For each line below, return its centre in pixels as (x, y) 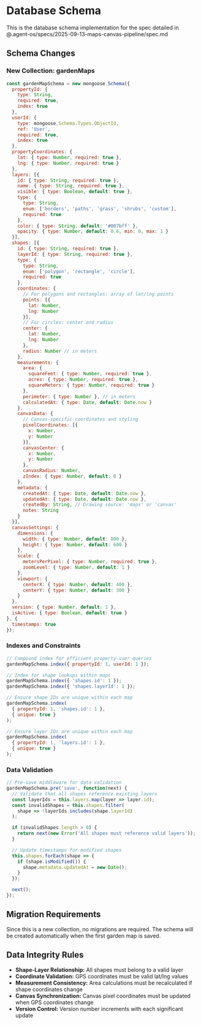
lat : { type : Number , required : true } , (70, 157)
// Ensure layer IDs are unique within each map (70, 731)
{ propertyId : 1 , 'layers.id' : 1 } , (59, 743)
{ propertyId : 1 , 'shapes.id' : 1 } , (59, 709)
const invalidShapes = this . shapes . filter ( (68, 805)
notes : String (41, 511)
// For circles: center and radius (68, 323)
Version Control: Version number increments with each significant (99, 1008)
